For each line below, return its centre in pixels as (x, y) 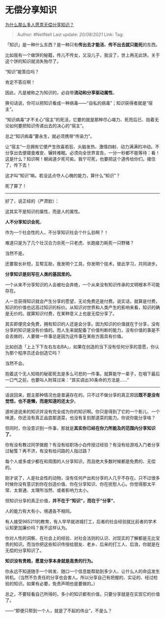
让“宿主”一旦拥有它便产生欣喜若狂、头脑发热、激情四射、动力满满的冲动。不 (82, 147)
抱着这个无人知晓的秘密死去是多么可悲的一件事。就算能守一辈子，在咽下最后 (82, 374)
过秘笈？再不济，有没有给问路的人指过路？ (48, 451)
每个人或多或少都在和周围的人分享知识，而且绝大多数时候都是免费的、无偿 (80, 461)
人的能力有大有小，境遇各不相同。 (40, 511)
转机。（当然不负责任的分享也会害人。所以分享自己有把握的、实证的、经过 (79, 577)
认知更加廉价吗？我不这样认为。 (37, 528)
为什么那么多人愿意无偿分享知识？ (40, 25)
